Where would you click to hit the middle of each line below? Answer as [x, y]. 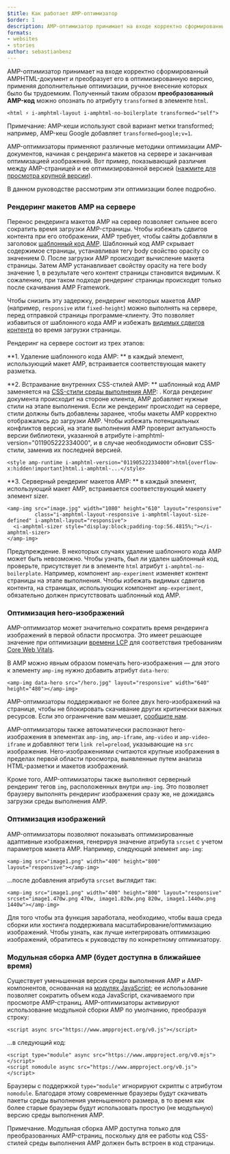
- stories [21, 45]
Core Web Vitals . [31, 650]
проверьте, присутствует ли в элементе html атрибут [85, 566]
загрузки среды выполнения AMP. [57, 802]
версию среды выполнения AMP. [56, 1115]
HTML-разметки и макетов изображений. [68, 766]
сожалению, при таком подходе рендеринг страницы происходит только [114, 280]
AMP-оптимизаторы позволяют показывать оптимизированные [100, 834]
